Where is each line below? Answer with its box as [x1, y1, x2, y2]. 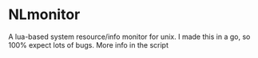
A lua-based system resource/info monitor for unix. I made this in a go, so [8, 32, 251, 41]
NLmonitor [8, 6, 81, 24]
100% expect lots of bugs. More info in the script [8, 40, 169, 49]
